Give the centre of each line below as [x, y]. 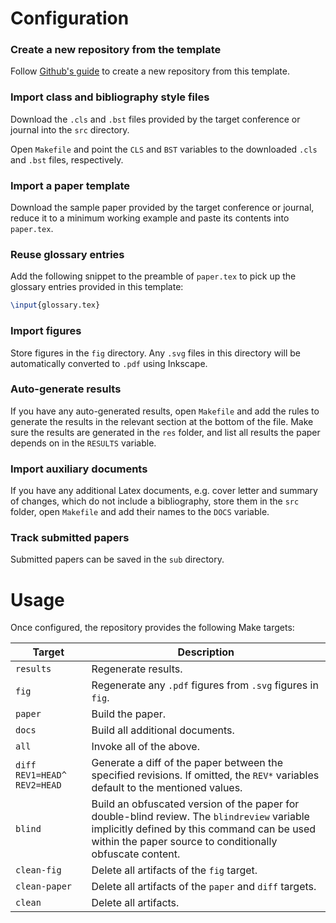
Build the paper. [129, 714]
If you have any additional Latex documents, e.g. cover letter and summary [164, 491]
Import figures [46, 331]
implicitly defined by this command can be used [204, 829]
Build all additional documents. [163, 730]
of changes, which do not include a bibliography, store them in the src [155, 501]
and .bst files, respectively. [67, 159]
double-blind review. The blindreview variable [200, 817]
